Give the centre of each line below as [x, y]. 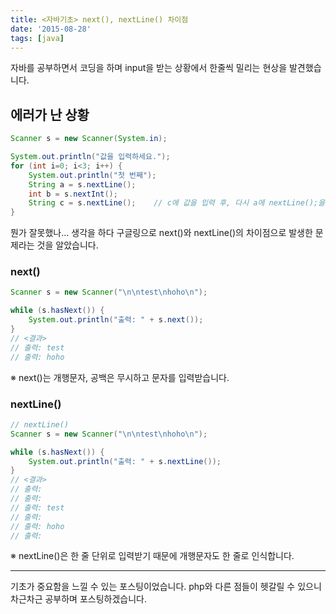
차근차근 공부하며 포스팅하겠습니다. [78, 599]
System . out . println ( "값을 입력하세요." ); [90, 157]
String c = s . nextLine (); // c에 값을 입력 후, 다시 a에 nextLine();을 [177, 203]
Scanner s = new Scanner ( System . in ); [89, 139]
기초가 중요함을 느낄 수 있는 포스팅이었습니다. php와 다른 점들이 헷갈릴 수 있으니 [166, 587]
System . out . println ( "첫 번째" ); [92, 175]
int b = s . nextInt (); [73, 194]
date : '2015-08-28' [51, 29]
